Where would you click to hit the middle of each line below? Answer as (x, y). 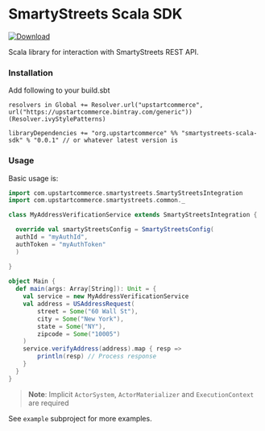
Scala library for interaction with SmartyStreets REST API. (104, 52)
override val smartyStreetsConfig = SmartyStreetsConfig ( (115, 230)
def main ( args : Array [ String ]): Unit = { (86, 289)
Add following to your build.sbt (59, 90)
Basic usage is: (33, 178)
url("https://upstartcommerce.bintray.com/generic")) (101, 112)
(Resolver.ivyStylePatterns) (57, 119)
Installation (31, 73)
